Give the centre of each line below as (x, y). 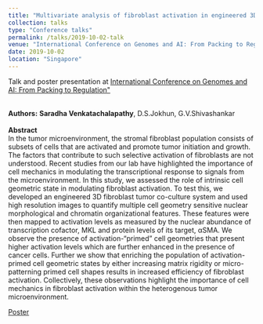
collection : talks (38, 23)
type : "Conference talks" (50, 30)
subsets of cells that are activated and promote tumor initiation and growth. (129, 147)
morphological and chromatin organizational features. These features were (129, 213)
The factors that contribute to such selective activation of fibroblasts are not (131, 155)
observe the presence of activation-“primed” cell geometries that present (126, 238)
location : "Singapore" (45, 60)
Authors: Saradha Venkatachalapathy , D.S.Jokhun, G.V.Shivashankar (122, 113)
